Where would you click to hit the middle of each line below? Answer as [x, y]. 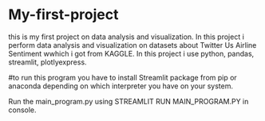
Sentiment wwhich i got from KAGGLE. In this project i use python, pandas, [131, 53]
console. [23, 110]
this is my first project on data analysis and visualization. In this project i [127, 37]
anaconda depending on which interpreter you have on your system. [121, 86]
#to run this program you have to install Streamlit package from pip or [123, 77]
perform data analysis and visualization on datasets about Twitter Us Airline [132, 45]
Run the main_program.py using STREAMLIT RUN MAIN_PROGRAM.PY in [129, 101]
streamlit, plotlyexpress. [47, 62]
